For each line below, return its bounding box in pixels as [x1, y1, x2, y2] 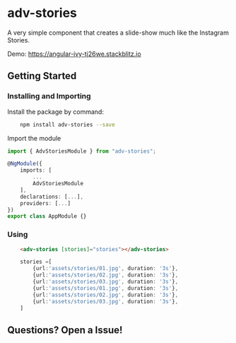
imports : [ [20, 167, 52, 174]
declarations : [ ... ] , [20, 193, 83, 200]
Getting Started [7, 70, 77, 82]
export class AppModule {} [7, 213, 87, 220]
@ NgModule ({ [7, 161, 42, 168]
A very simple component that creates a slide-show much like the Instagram [7, 28, 230, 37]
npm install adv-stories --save [20, 121, 115, 128]
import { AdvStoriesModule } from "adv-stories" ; [7, 147, 157, 155]
